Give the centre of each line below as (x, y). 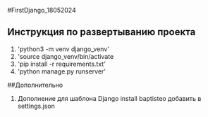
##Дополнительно (35, 85)
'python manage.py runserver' (62, 71)
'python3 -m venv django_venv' (63, 49)
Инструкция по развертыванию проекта (102, 32)
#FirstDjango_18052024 (42, 10)
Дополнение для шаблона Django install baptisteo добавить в (109, 98)
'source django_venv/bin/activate (66, 56)
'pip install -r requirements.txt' (61, 64)
